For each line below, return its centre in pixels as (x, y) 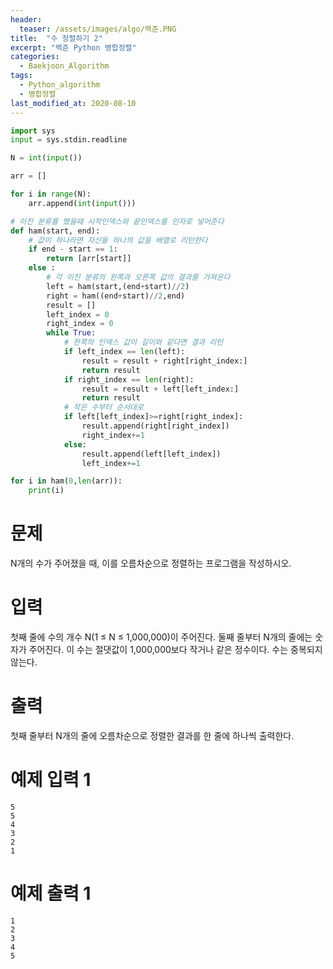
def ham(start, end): (55, 231)
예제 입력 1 (51, 780)
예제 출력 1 (51, 893)
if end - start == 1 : (73, 249)
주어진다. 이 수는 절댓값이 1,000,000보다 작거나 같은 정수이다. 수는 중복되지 (175, 649)
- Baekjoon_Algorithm (64, 66)
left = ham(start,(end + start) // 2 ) (118, 286)
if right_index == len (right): (129, 379)
